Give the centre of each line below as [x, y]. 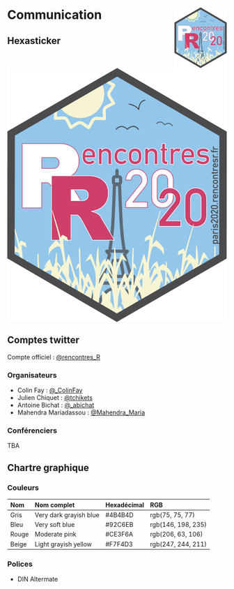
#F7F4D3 [119, 544]
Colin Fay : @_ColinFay [50, 390]
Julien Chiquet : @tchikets [55, 398]
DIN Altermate [38, 579]
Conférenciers [32, 431]
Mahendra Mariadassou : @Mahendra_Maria [81, 412]
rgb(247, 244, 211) [178, 544]
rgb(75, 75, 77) [172, 515]
